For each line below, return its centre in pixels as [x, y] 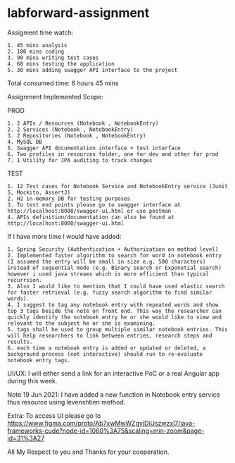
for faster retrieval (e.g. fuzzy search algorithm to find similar [110, 292]
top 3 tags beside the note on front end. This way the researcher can [114, 311]
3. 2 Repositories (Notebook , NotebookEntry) [77, 135]
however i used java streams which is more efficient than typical [108, 274]
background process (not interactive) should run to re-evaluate [105, 354]
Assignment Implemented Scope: [56, 97]
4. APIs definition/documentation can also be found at [91, 217]
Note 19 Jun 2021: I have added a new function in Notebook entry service [114, 394]
